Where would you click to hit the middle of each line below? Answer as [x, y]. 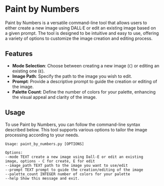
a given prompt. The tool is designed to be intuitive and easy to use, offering [82, 33]
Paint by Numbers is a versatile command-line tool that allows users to [76, 23]
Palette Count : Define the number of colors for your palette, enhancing [84, 92]
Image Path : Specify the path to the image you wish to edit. [72, 76]
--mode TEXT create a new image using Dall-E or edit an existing [74, 157]
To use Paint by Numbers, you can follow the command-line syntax [73, 124]
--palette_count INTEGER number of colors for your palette [68, 174]
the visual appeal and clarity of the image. [54, 97]
